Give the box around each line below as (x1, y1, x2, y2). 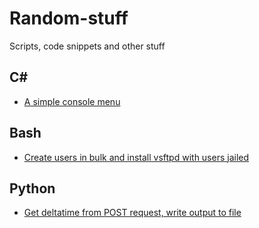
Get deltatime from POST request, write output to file (23, 207, 242, 219)
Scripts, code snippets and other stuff (9, 40, 166, 52)
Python (9, 180, 56, 197)
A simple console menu (23, 95, 121, 107)
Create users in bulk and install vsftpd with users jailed (23, 151, 250, 163)
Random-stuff (9, 7, 129, 30)
